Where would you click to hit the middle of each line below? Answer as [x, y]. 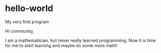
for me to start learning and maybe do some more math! [61, 45]
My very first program [27, 22]
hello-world [29, 8]
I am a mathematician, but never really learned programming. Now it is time [80, 40]
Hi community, [20, 31]
